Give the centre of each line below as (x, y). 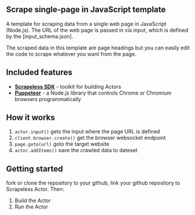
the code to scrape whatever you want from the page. (71, 54)
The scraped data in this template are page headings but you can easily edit (98, 48)
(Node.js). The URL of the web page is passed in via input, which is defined (97, 30)
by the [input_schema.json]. (40, 36)
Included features (39, 73)
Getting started (35, 169)
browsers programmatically (48, 99)
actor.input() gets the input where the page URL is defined (87, 132)
